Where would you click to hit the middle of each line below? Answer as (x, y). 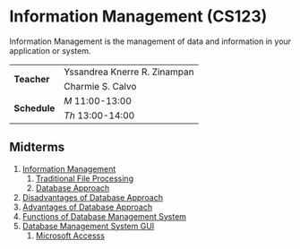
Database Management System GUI (88, 226)
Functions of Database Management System (104, 216)
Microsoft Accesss (70, 236)
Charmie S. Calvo (100, 86)
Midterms (37, 147)
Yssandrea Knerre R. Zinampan (129, 72)
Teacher (32, 79)
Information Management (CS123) (138, 17)
